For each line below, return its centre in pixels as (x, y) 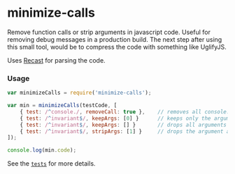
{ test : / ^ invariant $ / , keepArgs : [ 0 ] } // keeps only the (115, 118)
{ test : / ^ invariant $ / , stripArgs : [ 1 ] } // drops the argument (122, 131)
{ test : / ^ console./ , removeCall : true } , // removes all (111, 112)
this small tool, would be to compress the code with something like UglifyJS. (117, 47)
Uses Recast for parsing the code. (57, 60)
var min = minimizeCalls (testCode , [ (62, 106)
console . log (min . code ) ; (42, 150)
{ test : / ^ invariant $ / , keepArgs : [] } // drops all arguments (123, 125)
